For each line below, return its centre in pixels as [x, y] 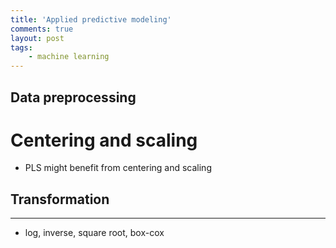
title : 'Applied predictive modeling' [91, 19]
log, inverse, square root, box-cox [94, 233]
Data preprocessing [73, 97]
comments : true [42, 29]
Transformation [60, 199]
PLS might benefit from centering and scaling [118, 168]
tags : [21, 47]
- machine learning [69, 57]
